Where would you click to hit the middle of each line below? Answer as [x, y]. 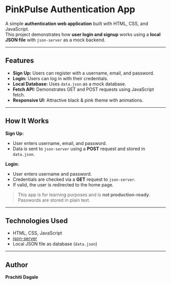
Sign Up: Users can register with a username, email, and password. [83, 73]
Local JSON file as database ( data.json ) [55, 244]
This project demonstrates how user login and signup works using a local [83, 34]
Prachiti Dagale [22, 277]
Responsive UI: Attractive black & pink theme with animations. [78, 100]
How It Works [27, 121]
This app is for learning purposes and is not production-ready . [84, 195]
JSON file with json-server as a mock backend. [55, 40]
